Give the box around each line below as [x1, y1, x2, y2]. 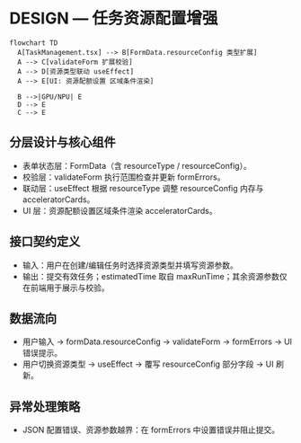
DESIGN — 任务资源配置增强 [9, 8, 218, 29]
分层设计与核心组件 [9, 135, 116, 150]
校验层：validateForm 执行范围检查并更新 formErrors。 [22, 172, 226, 182]
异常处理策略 [9, 399, 81, 414]
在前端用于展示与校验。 [22, 282, 110, 293]
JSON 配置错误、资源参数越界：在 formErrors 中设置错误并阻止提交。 [22, 424, 280, 436]
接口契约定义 [9, 235, 81, 250]
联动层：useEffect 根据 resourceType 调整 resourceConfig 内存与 [22, 182, 264, 193]
